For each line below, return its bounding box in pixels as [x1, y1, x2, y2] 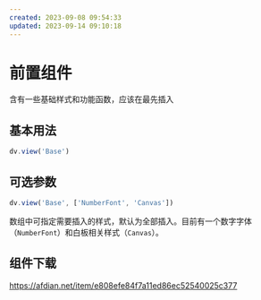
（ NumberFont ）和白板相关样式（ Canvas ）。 [9, 227, 164, 237]
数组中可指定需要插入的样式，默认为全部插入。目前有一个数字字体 [9, 216, 252, 227]
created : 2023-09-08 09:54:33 [9, 13, 122, 22]
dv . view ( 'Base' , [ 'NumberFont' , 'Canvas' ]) [9, 198, 174, 207]
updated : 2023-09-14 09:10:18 [9, 21, 122, 30]
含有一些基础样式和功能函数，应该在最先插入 [9, 94, 174, 105]
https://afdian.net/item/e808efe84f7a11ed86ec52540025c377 [9, 279, 238, 291]
